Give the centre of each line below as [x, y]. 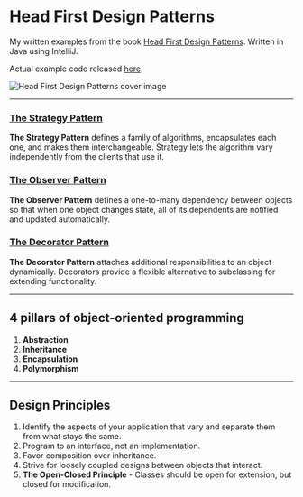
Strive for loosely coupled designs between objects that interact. [142, 465]
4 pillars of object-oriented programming [127, 318]
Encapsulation [50, 359]
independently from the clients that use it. [87, 157]
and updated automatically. [60, 219]
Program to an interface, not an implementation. [111, 446]
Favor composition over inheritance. [89, 456]
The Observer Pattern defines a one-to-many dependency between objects [151, 199]
